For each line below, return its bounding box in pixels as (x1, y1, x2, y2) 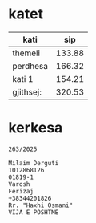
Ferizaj (8, 187, 34, 195)
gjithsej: (12, 86, 42, 97)
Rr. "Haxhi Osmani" (8, 201, 74, 209)
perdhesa (12, 60, 48, 71)
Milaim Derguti (8, 159, 59, 167)
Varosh (8, 180, 30, 189)
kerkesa (8, 119, 63, 137)
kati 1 (12, 73, 34, 84)
